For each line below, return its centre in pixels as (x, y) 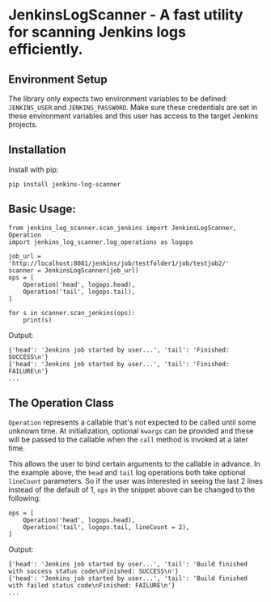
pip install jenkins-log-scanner (65, 184)
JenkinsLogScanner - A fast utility (126, 15)
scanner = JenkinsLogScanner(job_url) (74, 270)
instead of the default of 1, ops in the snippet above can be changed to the (132, 490)
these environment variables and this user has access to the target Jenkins (133, 116)
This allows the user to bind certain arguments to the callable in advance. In (134, 464)
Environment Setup (58, 79)
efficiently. (46, 49)
